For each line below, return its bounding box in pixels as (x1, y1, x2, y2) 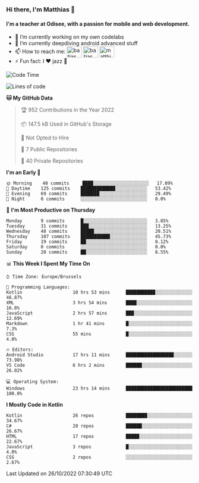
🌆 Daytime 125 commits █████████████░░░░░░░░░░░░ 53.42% (6, 186, 171, 192)
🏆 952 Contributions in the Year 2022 (20, 107, 115, 114)
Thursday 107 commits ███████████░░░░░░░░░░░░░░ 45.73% (6, 233, 171, 240)
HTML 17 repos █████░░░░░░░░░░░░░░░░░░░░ (6, 434, 193, 440)
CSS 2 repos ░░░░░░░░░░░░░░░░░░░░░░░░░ (6, 454, 193, 460)
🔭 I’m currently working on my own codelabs (14, 33, 124, 40)
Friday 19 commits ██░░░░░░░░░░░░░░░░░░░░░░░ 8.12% (6, 239, 169, 245)
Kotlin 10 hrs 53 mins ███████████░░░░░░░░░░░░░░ (6, 289, 193, 295)
